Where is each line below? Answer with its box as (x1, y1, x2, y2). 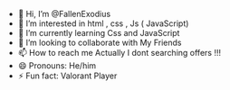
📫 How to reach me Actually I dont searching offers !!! (17, 48, 222, 58)
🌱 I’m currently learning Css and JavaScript (17, 28, 180, 38)
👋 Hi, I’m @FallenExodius (17, 9, 111, 19)
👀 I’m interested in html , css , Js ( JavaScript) (17, 18, 189, 29)
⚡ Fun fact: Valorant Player (17, 70, 118, 81)
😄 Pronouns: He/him (17, 60, 97, 71)
